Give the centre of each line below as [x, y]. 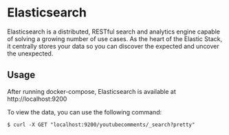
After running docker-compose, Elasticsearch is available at [92, 91]
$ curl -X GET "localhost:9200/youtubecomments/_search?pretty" [101, 125]
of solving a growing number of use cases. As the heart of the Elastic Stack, [115, 38]
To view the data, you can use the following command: [85, 112]
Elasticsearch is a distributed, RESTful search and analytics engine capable [113, 32]
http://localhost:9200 [37, 99]
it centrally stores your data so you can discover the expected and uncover [113, 46]
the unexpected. [30, 53]
